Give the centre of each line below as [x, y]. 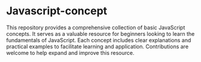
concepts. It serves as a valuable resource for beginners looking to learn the [100, 33]
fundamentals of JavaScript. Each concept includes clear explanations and [99, 40]
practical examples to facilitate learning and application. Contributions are [97, 46]
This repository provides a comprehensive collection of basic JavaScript [96, 27]
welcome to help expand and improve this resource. [70, 52]
